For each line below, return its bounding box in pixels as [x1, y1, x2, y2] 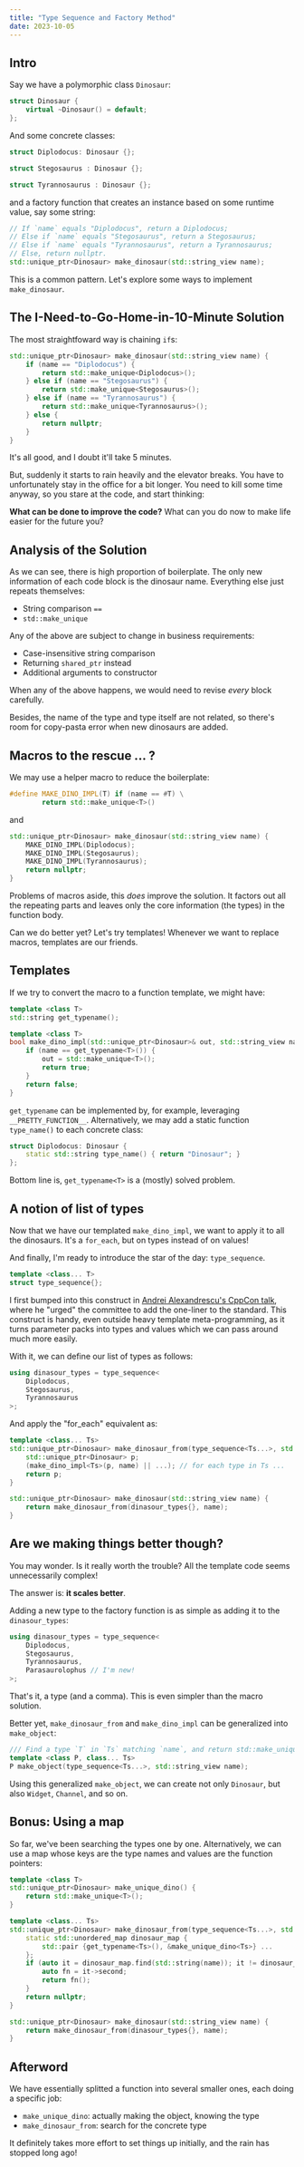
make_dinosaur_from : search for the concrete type [22, 2120, 207, 2131]
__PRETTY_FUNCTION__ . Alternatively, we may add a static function [9, 1114, 250, 1125]
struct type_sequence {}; [9, 1278, 103, 1287]
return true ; [42, 1063, 91, 1072]
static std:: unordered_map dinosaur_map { [25, 1933, 188, 1942]
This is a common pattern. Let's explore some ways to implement [9, 274, 253, 285]
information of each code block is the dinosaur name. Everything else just [9, 576, 284, 587]
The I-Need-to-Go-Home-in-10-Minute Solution [9, 310, 285, 325]
